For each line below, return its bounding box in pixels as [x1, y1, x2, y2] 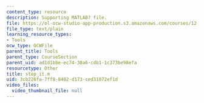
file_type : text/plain [6, 25, 64, 32]
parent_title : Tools [6, 48, 59, 55]
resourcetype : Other [6, 65, 59, 71]
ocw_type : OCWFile [6, 43, 53, 49]
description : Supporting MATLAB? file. [6, 15, 107, 21]
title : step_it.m [6, 71, 50, 77]
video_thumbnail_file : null [12, 88, 83, 94]
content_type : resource [6, 8, 67, 15]
